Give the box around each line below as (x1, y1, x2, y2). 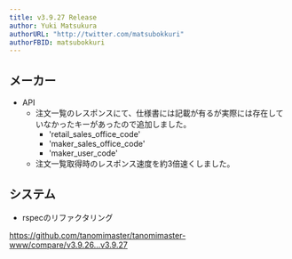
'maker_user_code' (48, 148, 118, 158)
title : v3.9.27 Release (9, 12, 98, 22)
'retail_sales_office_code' (48, 129, 141, 140)
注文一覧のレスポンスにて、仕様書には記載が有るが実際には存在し (35, 108, 277, 118)
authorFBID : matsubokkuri (9, 37, 105, 47)
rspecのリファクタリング (21, 212, 114, 223)
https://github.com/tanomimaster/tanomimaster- (9, 230, 186, 240)
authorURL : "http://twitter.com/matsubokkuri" (9, 29, 185, 38)
